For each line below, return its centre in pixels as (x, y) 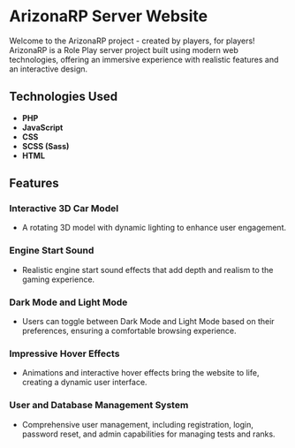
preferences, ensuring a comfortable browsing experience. (129, 331)
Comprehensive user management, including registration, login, (137, 424)
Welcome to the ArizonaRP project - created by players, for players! (132, 41)
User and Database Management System (99, 406)
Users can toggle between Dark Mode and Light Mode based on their (148, 322)
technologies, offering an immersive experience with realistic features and (144, 59)
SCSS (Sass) (45, 146)
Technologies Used (63, 97)
